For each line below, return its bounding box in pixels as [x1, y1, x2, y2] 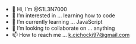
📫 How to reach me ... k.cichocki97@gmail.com [11, 32, 130, 38]
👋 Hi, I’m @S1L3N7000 [11, 6, 67, 12]
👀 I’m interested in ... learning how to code [11, 12, 116, 19]
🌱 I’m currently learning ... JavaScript [11, 18, 103, 25]
